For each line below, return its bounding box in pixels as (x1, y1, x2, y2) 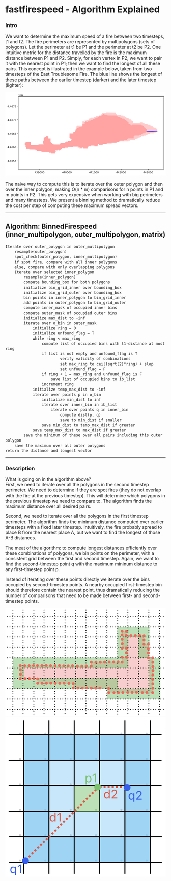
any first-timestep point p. (5, 566, 60, 573)
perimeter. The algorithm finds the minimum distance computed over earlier (5, 519, 164, 525)
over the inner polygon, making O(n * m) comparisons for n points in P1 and (5, 186, 164, 192)
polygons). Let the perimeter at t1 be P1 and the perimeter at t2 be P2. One (5, 44, 161, 50)
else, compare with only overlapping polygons (14, 265, 115, 270)
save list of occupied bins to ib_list (50, 377, 136, 382)
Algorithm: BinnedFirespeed (5, 222, 97, 230)
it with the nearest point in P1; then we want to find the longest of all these (5, 60, 160, 67)
